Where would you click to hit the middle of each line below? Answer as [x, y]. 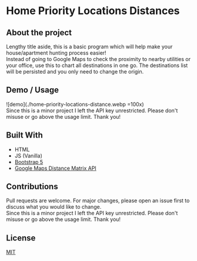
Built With [24, 135]
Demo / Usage [32, 90]
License [21, 238]
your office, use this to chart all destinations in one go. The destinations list [97, 65]
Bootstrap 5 [29, 162]
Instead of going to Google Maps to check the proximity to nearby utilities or [98, 59]
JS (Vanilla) [29, 155]
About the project [39, 33]
